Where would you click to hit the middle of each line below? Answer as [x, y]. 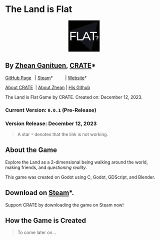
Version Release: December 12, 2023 [51, 123]
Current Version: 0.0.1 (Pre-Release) [51, 110]
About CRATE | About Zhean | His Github [48, 87]
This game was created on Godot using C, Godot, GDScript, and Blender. [80, 177]
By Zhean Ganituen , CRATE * [50, 66]
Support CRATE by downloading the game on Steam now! [64, 205]
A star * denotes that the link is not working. [63, 134]
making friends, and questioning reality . [46, 167]
